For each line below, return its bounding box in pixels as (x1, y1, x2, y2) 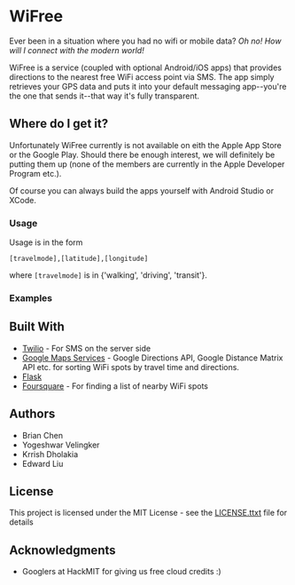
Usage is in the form (9, 237, 83, 248)
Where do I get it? (9, 116, 109, 131)
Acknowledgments (9, 542, 117, 557)
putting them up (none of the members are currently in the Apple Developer (9, 158, 285, 170)
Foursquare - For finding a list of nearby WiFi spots (21, 380, 208, 391)
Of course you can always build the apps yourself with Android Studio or (9, 185, 275, 196)
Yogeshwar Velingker (21, 439, 100, 450)
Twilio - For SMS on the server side (21, 343, 151, 353)
